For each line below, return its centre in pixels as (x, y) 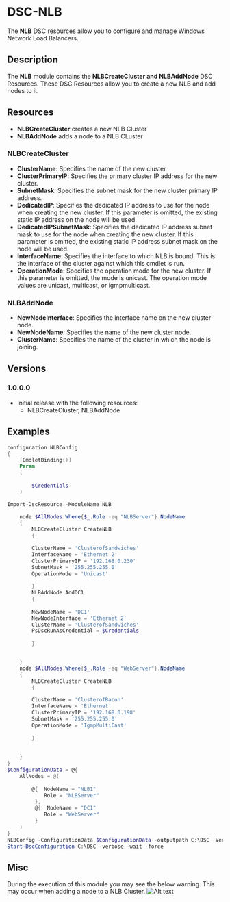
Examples (28, 432)
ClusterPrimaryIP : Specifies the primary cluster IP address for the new (117, 176)
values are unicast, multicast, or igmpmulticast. (84, 285)
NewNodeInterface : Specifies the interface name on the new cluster (114, 318)
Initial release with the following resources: (77, 403)
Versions (27, 368)
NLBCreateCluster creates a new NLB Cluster (82, 129)
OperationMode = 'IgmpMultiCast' (79, 725)
